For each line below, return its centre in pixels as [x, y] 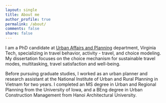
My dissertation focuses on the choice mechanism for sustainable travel [80, 58]
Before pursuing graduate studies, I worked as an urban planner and [76, 73]
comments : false [22, 29]
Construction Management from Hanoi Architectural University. [71, 95]
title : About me [22, 15]
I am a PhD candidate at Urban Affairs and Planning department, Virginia [80, 48]
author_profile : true [28, 19]
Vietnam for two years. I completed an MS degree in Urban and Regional [81, 84]
